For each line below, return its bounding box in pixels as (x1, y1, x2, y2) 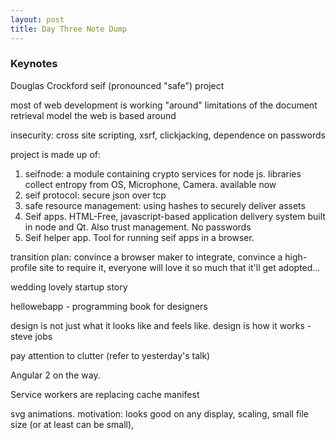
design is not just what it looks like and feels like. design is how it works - (10, 319, 312, 331)
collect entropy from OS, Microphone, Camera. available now (24, 178, 277, 190)
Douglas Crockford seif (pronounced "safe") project (10, 79, 225, 91)
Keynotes (10, 57, 58, 71)
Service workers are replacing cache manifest (10, 388, 200, 400)
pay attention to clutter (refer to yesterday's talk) (10, 349, 211, 361)
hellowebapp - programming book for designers (10, 300, 208, 312)
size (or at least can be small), (10, 418, 135, 430)
